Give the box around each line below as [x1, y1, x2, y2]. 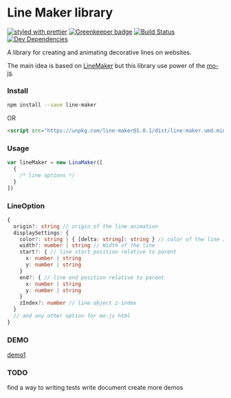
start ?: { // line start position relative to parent [19, 249, 177, 256]
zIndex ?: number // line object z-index [19, 300, 137, 307]
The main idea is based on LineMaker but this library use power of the [7, 61, 206, 69]
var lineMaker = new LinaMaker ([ [7, 159, 103, 166]
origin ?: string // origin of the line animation [13, 223, 158, 230]
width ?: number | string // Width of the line [19, 242, 155, 249]
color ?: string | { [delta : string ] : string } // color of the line [19, 236, 220, 243]
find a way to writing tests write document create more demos [7, 384, 184, 392]
